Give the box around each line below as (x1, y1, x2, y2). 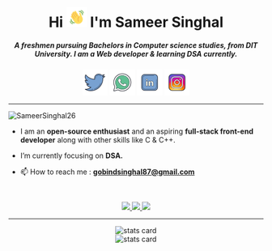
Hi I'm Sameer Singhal (48, 13, 224, 32)
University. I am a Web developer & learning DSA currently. (34, 49, 238, 58)
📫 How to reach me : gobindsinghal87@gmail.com (19, 167, 195, 177)
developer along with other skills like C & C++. (19, 135, 176, 145)
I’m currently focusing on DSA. (19, 151, 124, 160)
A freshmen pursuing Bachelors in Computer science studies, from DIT (14, 40, 258, 50)
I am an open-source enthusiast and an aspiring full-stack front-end (19, 126, 253, 136)
